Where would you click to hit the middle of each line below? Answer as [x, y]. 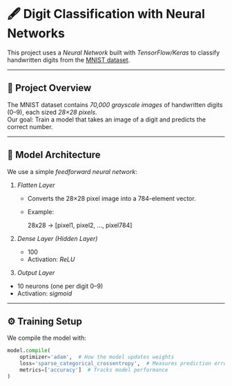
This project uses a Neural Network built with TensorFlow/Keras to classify [114, 52]
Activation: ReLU [51, 259]
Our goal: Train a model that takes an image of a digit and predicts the [106, 119]
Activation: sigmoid [45, 293]
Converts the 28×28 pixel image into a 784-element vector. [112, 198]
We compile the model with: [47, 338]
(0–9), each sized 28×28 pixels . [52, 112]
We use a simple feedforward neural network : [72, 171]
